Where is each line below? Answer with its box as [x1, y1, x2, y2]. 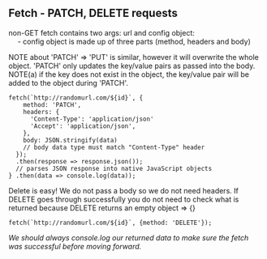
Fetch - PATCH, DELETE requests [8, 6, 179, 20]
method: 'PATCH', [23, 100, 82, 108]
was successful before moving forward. [8, 241, 142, 251]
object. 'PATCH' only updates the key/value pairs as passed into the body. [8, 61, 256, 70]
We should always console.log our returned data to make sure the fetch [8, 232, 249, 242]
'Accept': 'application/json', [29, 121, 136, 130]
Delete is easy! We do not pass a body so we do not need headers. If [8, 185, 239, 195]
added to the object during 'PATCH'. [8, 78, 128, 87]
